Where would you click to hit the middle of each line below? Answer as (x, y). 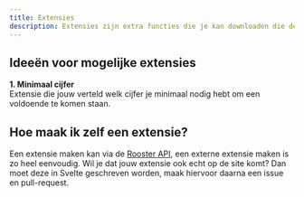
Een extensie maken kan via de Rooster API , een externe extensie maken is (149, 154)
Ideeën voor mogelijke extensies (103, 63)
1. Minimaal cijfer (42, 84)
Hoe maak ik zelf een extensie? (99, 132)
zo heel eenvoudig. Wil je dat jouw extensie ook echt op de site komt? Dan (148, 164)
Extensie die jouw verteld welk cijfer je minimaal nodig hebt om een (135, 94)
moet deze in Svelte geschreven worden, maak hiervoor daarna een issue (147, 174)
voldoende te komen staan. (60, 104)
